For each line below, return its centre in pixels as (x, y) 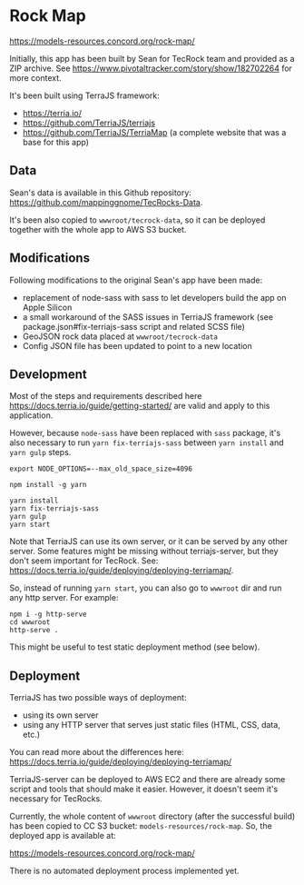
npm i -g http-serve (49, 614)
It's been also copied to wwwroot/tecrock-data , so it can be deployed (137, 220)
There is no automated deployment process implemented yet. (124, 871)
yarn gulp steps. (40, 452)
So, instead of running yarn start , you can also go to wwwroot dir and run (146, 588)
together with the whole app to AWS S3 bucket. (98, 229)
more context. (35, 77)
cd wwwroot (30, 622)
